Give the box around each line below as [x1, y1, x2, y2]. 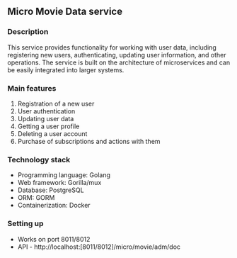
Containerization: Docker [17, 201, 91, 210]
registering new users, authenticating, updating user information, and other [7, 50, 226, 59]
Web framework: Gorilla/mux [17, 179, 102, 187]
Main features [7, 83, 57, 93]
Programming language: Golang [17, 171, 111, 179]
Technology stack [7, 155, 71, 164]
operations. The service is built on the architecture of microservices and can [7, 58, 231, 67]
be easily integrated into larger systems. [7, 65, 125, 74]
